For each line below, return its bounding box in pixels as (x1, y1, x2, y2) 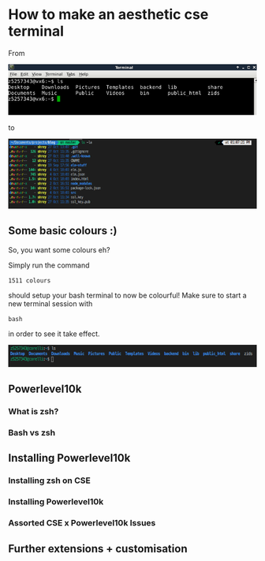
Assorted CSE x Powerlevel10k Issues (8, 518, 156, 529)
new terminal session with (8, 298, 93, 309)
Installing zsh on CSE (8, 475, 91, 486)
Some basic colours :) (8, 224, 118, 237)
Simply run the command (8, 260, 90, 270)
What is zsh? (8, 406, 59, 417)
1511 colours (8, 276, 51, 285)
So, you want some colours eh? (8, 245, 110, 254)
